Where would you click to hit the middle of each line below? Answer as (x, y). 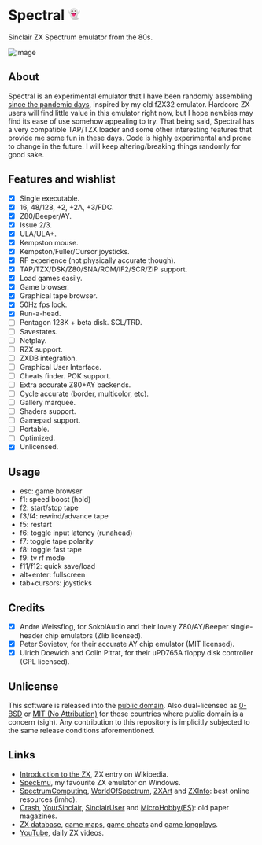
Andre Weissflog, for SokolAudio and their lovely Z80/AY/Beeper (124, 627)
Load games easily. (51, 279)
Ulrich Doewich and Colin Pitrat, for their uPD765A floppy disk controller (137, 653)
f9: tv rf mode (42, 558)
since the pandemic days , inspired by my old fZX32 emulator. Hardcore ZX (129, 104)
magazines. (38, 816)
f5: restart (36, 525)
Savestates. (39, 331)
